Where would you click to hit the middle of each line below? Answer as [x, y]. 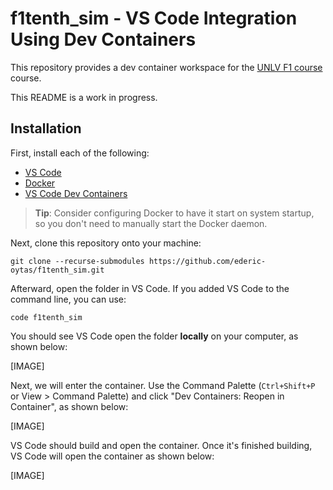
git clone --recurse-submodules [77, 261]
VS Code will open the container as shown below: [112, 456]
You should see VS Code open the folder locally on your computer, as [154, 336]
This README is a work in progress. [84, 97]
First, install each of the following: [80, 153]
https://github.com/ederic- [207, 261]
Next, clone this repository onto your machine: [106, 243]
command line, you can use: [68, 299]
